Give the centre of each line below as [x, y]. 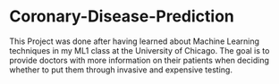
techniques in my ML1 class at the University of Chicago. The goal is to [139, 50]
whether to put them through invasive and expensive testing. [121, 70]
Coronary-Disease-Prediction [122, 17]
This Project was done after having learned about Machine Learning [135, 41]
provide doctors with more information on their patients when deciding [139, 60]
